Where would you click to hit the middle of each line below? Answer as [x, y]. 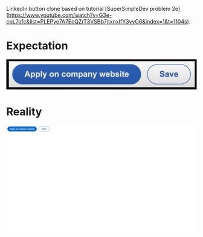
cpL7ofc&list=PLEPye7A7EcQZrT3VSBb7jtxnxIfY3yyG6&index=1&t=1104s [97, 21]
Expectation [37, 46]
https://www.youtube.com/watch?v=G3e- [60, 15]
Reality [24, 112]
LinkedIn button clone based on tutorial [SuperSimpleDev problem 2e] [93, 9]
